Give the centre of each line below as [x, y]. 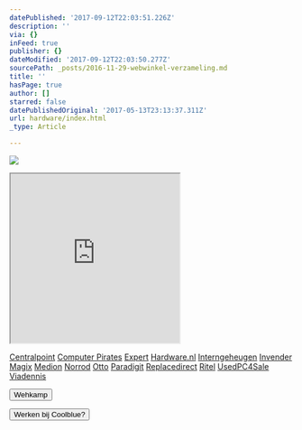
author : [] [30, 93]
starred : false [38, 102]
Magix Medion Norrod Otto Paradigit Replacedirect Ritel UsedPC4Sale [139, 366]
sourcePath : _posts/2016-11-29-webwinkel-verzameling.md [119, 69]
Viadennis [28, 376]
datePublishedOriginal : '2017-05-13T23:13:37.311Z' [108, 110]
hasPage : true [36, 85]
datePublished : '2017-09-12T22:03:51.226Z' [92, 18]
